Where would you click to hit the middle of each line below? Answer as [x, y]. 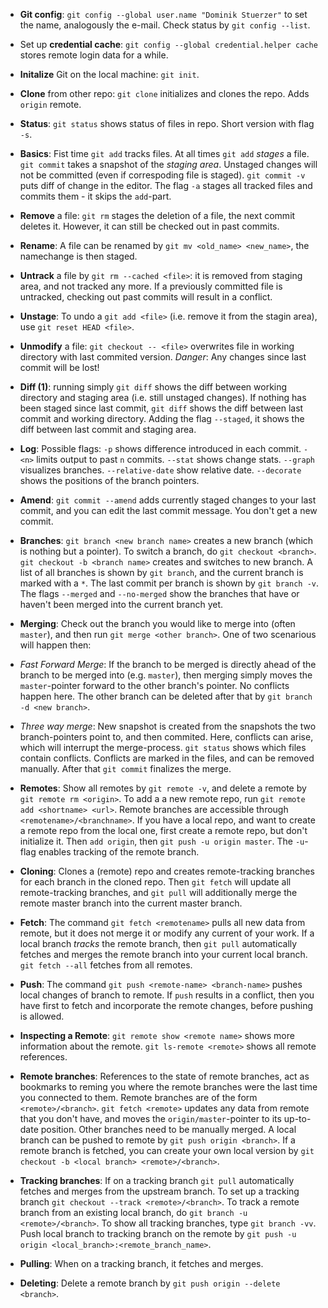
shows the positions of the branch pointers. [109, 480]
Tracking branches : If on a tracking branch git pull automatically [157, 1180]
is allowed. [42, 1016]
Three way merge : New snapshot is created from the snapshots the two [168, 726]
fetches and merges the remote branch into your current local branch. [163, 954]
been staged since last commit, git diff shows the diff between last [161, 408]
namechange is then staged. [78, 256]
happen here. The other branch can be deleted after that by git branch [166, 696]
